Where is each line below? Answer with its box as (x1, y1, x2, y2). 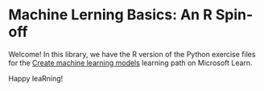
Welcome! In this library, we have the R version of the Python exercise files (8, 49, 256, 59)
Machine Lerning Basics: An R (8, 6, 213, 24)
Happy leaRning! (8, 73, 64, 83)
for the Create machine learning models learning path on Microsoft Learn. (8, 58, 253, 68)
